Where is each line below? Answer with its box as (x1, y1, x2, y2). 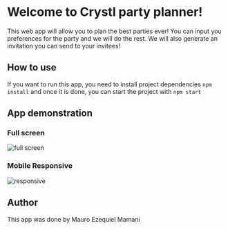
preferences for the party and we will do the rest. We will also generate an (7, 34, 218, 42)
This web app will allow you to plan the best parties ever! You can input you (7, 27, 222, 35)
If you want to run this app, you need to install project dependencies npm (7, 80, 212, 88)
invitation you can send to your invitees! (7, 41, 121, 50)
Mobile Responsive (7, 161, 73, 171)
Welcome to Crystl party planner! (7, 4, 203, 20)
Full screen (7, 128, 45, 138)
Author (7, 197, 38, 209)
